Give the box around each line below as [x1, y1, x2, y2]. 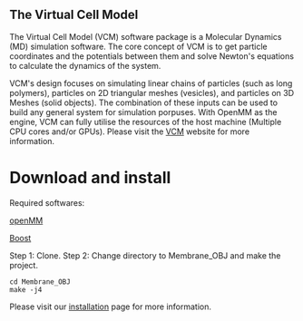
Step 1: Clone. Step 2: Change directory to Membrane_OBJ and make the [9, 249, 281, 261]
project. [9, 259, 39, 270]
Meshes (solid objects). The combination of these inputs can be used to [9, 97, 279, 108]
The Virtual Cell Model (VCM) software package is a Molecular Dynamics [9, 31, 282, 42]
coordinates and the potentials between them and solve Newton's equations [9, 50, 295, 62]
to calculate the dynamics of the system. [9, 60, 161, 71]
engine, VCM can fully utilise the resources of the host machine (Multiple [9, 116, 282, 127]
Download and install [9, 168, 171, 188]
